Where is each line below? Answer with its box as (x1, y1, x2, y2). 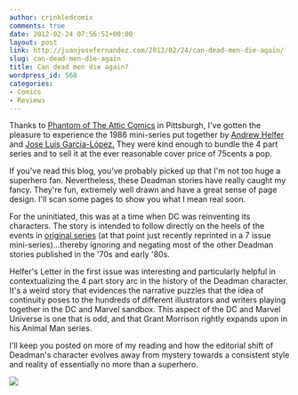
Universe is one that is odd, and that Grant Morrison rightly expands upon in (9, 313, 287, 325)
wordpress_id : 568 (9, 71, 77, 80)
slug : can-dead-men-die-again (9, 54, 122, 63)
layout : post (9, 37, 58, 47)
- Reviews (9, 95, 46, 105)
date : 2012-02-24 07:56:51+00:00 (9, 29, 133, 38)
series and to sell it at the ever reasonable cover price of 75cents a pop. (9, 149, 273, 159)
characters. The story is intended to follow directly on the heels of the (9, 221, 265, 231)
